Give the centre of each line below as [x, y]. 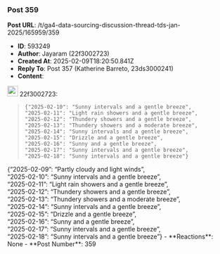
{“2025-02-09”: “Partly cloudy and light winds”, [76, 170]
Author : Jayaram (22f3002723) [64, 53]
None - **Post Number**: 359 [52, 244]
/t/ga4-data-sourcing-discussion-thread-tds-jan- [109, 25]
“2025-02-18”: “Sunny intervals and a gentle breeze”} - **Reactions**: [110, 236]
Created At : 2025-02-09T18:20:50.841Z [76, 61]
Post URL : [22, 25]
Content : [31, 76]
